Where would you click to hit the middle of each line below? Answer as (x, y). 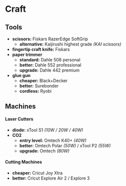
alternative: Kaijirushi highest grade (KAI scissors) (70, 44)
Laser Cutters (19, 119)
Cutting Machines (24, 162)
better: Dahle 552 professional (50, 65)
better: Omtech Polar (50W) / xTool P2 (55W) (65, 145)
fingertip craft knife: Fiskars (41, 49)
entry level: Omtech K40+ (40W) (53, 140)
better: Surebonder (39, 86)
